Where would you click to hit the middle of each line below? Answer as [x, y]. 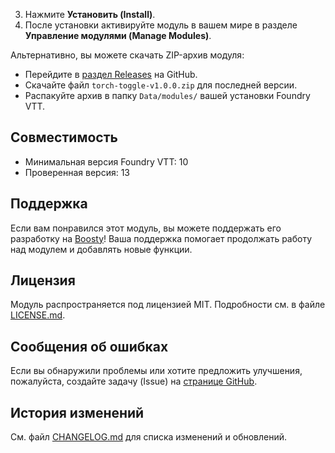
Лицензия [43, 280]
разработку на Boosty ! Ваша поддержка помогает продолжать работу [161, 238]
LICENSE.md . [38, 315]
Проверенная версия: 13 [77, 172]
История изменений [77, 412]
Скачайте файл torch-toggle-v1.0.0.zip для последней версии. [161, 85]
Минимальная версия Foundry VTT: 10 [106, 161]
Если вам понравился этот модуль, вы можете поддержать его [146, 228]
